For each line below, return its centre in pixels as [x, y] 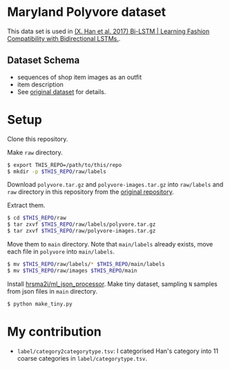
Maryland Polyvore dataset [87, 12]
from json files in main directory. [52, 291]
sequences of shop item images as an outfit [79, 77]
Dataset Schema [44, 61]
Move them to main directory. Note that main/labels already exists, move [110, 244]
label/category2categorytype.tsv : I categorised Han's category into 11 [118, 351]
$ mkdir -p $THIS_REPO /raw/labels [57, 171]
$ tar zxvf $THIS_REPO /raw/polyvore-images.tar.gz [82, 231]
